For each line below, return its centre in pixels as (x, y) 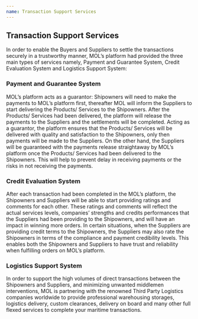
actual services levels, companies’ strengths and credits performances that (98, 213)
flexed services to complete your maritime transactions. (74, 310)
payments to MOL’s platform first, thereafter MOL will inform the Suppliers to (99, 103)
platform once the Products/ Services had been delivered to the (84, 153)
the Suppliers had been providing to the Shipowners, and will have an (90, 219)
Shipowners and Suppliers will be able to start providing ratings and (89, 200)
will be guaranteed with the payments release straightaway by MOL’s (90, 147)
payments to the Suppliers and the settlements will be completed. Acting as (98, 122)
